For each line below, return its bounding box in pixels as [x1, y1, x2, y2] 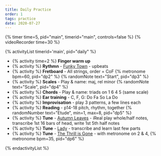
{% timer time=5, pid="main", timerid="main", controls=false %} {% [5, 34, 141, 40]
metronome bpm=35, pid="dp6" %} [12, 136, 84, 142]
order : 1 [5, 12, 23, 17]
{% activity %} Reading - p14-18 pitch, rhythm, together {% [12, 105, 132, 111]
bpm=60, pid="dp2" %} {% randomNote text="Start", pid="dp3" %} [12, 74, 149, 79]
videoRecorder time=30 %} [5, 39, 60, 45]
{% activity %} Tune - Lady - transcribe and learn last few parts [12, 125, 141, 132]
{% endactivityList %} [5, 145, 49, 151]
